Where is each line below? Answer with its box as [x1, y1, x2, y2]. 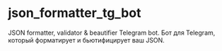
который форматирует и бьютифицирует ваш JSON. [8, 35, 165, 44]
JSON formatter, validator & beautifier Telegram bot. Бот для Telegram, [8, 28, 216, 37]
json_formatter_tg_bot [8, 5, 141, 21]
